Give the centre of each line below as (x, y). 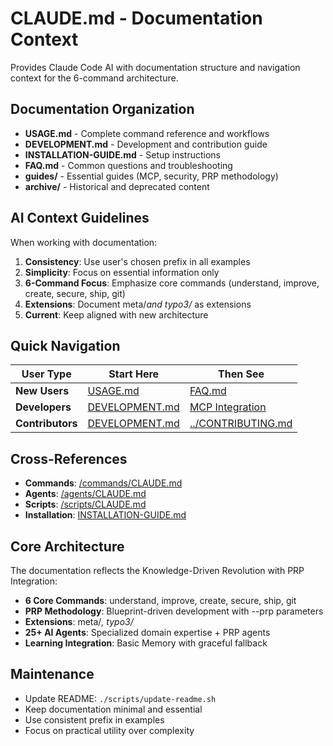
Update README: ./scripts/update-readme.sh (120, 698)
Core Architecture (67, 546)
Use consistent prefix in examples (94, 719)
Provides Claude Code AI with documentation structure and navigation (155, 67)
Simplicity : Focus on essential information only (122, 272)
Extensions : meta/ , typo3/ (79, 621)
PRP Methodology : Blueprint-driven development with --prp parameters (174, 611)
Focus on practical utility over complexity (109, 730)
